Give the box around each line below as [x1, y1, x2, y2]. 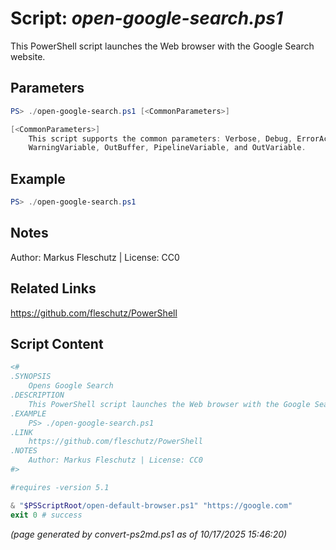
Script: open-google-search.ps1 [10, 7, 283, 30]
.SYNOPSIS [10, 372, 52, 382]
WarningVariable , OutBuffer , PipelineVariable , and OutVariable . [28, 143, 307, 153]
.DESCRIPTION [10, 390, 65, 400]
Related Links [10, 280, 97, 297]
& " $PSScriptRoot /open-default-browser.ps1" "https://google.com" [10, 500, 293, 511]
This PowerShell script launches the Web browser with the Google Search [10, 40, 315, 52]
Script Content [10, 335, 104, 352]
